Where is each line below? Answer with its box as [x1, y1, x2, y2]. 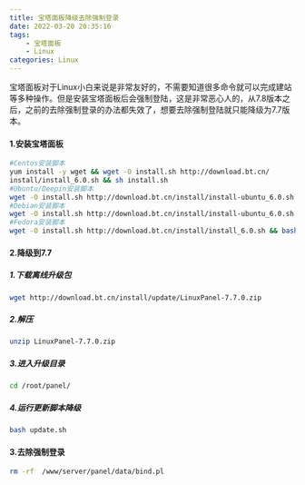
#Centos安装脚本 [9, 159, 65, 168]
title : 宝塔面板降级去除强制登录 [9, 13, 120, 23]
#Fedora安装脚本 [9, 218, 65, 227]
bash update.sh [9, 426, 67, 435]
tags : [9, 30, 30, 39]
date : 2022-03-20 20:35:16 [9, 22, 112, 31]
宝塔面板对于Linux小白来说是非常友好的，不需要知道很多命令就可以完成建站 [9, 82, 292, 92]
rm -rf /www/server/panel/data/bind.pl [9, 467, 165, 477]
